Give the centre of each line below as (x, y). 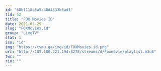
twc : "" (13, 56)
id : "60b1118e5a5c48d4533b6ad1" (39, 10)
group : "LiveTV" (22, 33)
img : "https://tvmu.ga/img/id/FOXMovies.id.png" (57, 47)
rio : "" (13, 61)
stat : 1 (13, 38)
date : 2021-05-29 (23, 24)
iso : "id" (16, 42)
